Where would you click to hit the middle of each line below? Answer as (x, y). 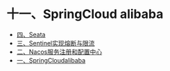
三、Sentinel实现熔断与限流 (56, 43)
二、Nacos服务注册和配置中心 (59, 52)
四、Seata (31, 34)
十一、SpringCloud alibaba (85, 14)
